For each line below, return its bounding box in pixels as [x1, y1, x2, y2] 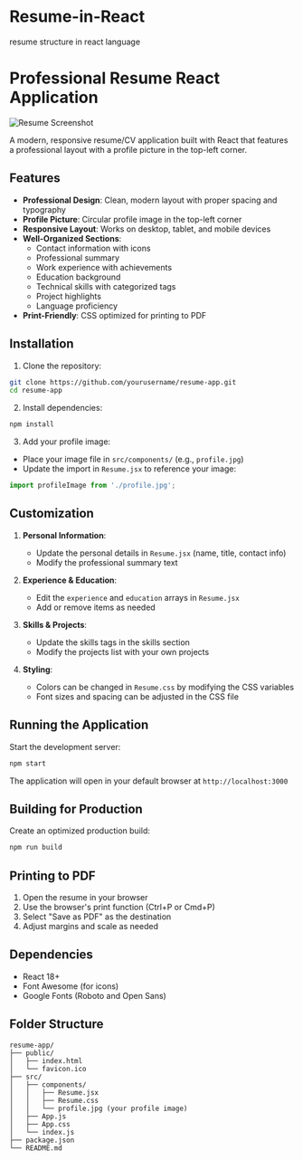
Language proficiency [35, 300, 118, 311]
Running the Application [9, 718, 149, 733]
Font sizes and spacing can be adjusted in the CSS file [35, 690, 240, 702]
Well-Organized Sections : [22, 233, 122, 243]
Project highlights [35, 290, 102, 301]
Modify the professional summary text [35, 556, 178, 567]
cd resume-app [9, 386, 63, 395]
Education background [35, 271, 121, 282]
